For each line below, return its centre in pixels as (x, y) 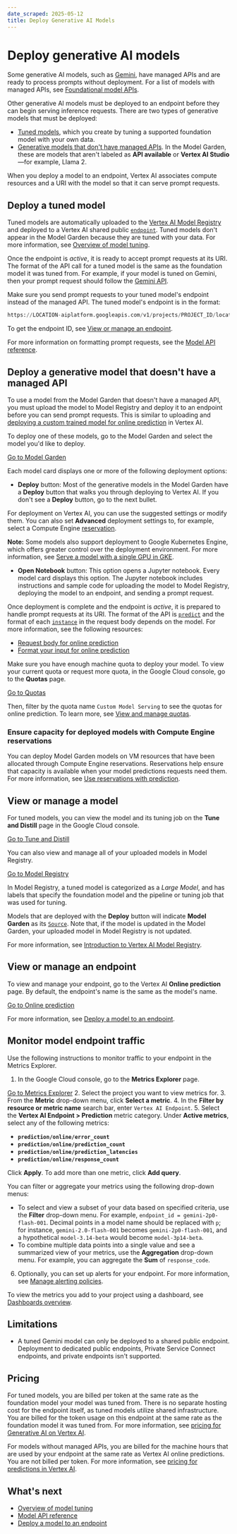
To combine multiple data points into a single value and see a (106, 1245)
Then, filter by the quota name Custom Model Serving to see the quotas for (115, 706)
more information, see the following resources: (75, 629)
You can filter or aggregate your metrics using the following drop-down (111, 1186)
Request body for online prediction (68, 643)
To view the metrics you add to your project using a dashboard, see (105, 1294)
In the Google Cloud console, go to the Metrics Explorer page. (108, 1079)
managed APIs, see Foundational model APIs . (73, 90)
